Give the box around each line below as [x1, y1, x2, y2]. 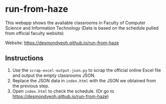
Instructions [5, 54, 44, 63]
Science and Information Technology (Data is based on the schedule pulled [5, 25, 159, 31]
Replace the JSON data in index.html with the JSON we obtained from [12, 77, 156, 83]
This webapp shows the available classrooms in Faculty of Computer [5, 20, 146, 26]
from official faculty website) [5, 30, 64, 36]
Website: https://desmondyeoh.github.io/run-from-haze [5, 39, 119, 45]
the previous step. [12, 83, 50, 89]
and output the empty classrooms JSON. [12, 72, 96, 78]
